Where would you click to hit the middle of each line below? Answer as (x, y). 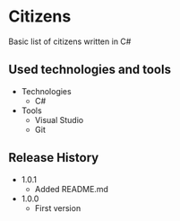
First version (58, 208)
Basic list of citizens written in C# (70, 41)
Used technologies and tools (90, 70)
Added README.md (72, 189)
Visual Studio (59, 119)
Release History (54, 158)
